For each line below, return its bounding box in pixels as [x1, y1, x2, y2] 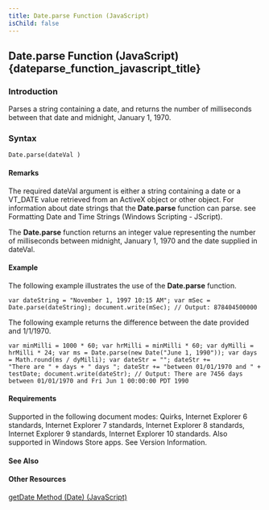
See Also [8, 456, 39, 466]
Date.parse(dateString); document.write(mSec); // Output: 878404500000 [8, 303, 258, 311]
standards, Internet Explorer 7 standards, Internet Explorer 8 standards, [8, 421, 246, 430]
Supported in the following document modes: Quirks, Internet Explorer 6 [8, 412, 248, 421]
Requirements [8, 394, 57, 404]
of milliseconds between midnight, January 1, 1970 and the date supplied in [8, 235, 258, 246]
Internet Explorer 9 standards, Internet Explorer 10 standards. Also [8, 429, 228, 439]
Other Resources [8, 475, 67, 484]
